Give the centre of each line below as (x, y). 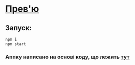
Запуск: (19, 28)
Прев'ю (22, 9)
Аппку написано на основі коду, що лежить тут (67, 57)
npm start (16, 44)
